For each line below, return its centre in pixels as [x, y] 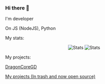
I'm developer [19, 19]
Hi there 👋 [17, 8]
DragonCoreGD [21, 67]
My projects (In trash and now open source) [50, 77]
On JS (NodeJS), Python [30, 28]
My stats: [15, 38]
